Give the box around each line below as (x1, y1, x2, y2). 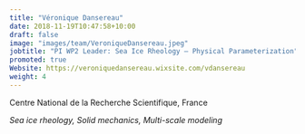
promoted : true (9, 55, 67, 64)
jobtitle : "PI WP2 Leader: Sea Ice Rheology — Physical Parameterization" (9, 47, 299, 56)
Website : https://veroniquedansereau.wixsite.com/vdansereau (9, 64, 246, 73)
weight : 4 (9, 72, 47, 81)
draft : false (9, 30, 59, 39)
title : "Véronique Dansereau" (9, 13, 124, 23)
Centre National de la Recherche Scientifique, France (9, 97, 209, 108)
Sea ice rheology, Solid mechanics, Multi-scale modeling (9, 114, 222, 125)
